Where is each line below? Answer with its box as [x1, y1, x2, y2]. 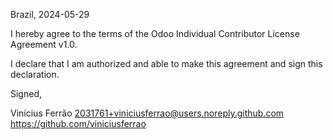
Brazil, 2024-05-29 [10, 9, 90, 20]
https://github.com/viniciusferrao [10, 118, 147, 129]
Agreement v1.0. [10, 39, 78, 50]
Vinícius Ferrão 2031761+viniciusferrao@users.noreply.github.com [10, 107, 285, 119]
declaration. [10, 69, 60, 80]
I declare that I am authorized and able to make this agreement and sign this [10, 58, 323, 69]
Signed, [10, 88, 42, 99]
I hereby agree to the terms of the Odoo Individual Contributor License [10, 28, 300, 39]
